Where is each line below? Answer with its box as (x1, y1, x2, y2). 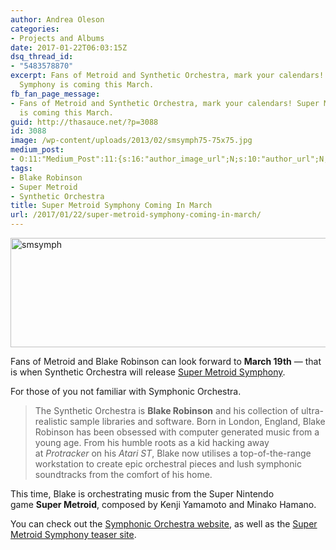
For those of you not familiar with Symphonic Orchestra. (10, 386, 242, 397)
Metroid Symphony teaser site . (10, 529, 137, 540)
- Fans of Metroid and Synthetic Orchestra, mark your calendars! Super (10, 98, 320, 108)
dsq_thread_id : (10, 52, 74, 62)
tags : (10, 163, 33, 173)
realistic (34, 416, 68, 427)
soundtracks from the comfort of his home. (34, 469, 213, 480)
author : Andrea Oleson (10, 14, 105, 25)
